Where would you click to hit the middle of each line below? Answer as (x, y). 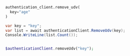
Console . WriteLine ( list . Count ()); (42, 35)
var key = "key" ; (24, 26)
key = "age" (20, 12)
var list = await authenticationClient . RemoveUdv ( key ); (65, 30)
